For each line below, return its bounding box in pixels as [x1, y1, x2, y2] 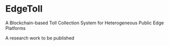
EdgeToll [5, 3, 43, 15]
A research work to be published [5, 35, 74, 41]
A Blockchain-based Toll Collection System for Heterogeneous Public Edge [5, 20, 164, 26]
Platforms [5, 25, 26, 31]
